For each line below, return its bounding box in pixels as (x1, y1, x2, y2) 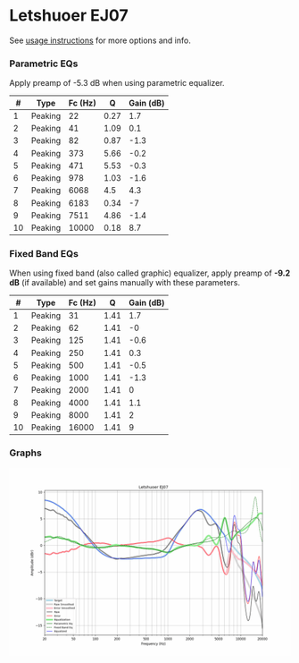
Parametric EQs (9, 57, 79, 70)
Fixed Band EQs (9, 247, 79, 259)
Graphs (9, 446, 42, 459)
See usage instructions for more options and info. (9, 35, 192, 46)
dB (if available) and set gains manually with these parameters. (9, 277, 241, 288)
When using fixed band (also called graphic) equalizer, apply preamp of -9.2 (9, 268, 291, 278)
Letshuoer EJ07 (9, 5, 129, 26)
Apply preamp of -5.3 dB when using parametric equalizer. (9, 78, 225, 89)
